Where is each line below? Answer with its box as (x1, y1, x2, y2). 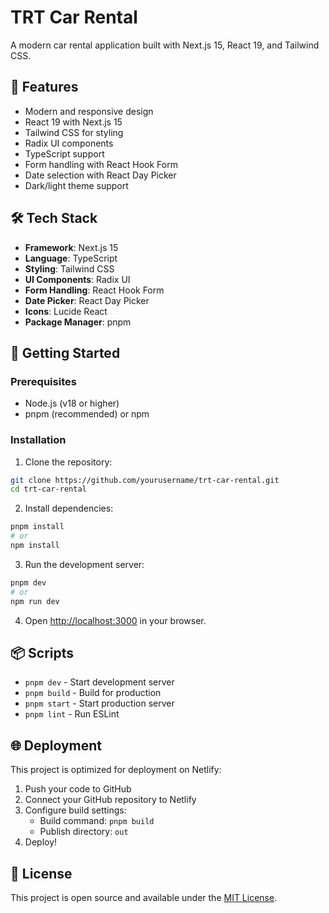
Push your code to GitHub (24, 783, 132, 795)
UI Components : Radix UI (24, 273, 131, 285)
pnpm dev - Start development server (24, 676, 175, 688)
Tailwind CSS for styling (24, 126, 124, 138)
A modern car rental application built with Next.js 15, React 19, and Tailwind (10, 39, 320, 51)
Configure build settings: (24, 804, 127, 816)
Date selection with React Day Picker (24, 169, 177, 181)
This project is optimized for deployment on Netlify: (10, 764, 222, 776)
